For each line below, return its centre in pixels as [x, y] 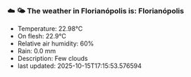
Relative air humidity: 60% [56, 43]
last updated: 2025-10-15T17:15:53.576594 [80, 66]
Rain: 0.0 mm [37, 51]
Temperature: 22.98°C [50, 29]
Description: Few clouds [53, 59]
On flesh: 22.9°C [42, 36]
